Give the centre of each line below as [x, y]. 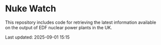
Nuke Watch [31, 9]
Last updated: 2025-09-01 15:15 [37, 37]
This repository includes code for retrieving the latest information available [81, 22]
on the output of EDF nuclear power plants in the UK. [59, 27]
